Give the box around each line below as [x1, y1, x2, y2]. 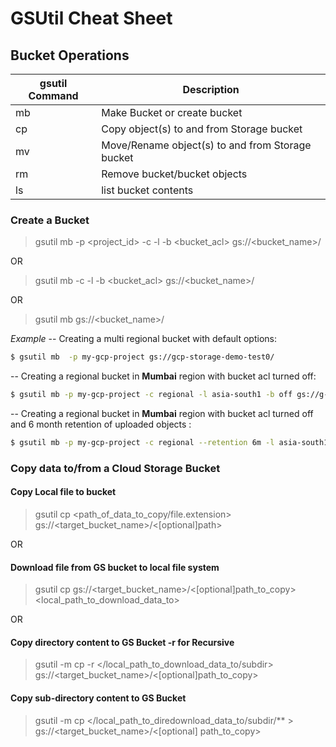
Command [28, 89, 79, 102]
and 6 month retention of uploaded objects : [10, 418, 192, 431]
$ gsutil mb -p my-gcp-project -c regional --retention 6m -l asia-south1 [10, 438, 329, 448]
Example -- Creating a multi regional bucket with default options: [10, 333, 277, 345]
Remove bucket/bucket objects [101, 167, 248, 181]
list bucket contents [101, 183, 194, 197]
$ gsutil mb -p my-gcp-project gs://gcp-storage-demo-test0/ [10, 352, 275, 362]
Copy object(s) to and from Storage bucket [101, 122, 303, 136]
